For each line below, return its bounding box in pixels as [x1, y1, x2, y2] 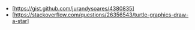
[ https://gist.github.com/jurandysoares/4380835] [11, 5, 134, 12]
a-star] [11, 18, 29, 24]
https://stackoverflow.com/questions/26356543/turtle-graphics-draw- [14, 11, 189, 18]
